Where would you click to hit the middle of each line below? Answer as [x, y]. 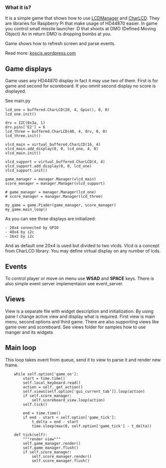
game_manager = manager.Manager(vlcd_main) [51, 179]
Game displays [28, 69]
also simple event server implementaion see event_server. [64, 283]
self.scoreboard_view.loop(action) [68, 400]
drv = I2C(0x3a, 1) [25, 123]
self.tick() [35, 404]
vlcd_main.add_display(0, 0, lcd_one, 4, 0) [52, 149]
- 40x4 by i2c [20, 232]
